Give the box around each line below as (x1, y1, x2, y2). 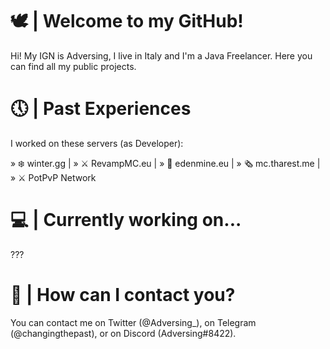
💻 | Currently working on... (10, 209, 242, 232)
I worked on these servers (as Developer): (10, 137, 184, 149)
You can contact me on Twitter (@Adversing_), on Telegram (10, 316, 257, 328)
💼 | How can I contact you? (10, 284, 236, 306)
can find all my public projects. (10, 60, 137, 72)
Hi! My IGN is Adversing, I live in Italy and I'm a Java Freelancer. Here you (10, 49, 313, 62)
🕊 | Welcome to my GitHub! (10, 10, 244, 33)
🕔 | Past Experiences (10, 98, 192, 120)
